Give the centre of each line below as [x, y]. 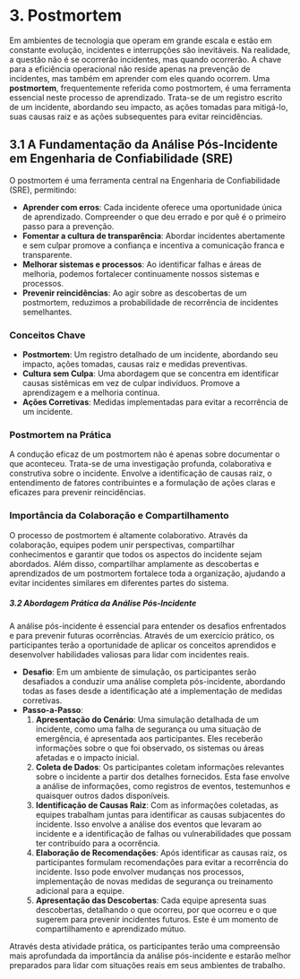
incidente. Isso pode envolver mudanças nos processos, [140, 872]
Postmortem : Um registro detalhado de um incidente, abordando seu [150, 355]
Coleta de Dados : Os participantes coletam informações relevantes [160, 767]
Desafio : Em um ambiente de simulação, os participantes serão [139, 672]
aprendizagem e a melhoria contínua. [91, 393]
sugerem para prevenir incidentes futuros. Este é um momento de [157, 919]
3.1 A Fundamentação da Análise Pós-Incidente [144, 145]
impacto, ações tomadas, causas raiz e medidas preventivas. [135, 365]
